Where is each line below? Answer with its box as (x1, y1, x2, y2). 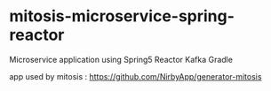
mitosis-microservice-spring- (9, 6, 235, 27)
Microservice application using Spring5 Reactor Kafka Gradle (9, 54, 234, 64)
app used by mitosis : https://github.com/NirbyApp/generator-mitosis (9, 71, 262, 81)
